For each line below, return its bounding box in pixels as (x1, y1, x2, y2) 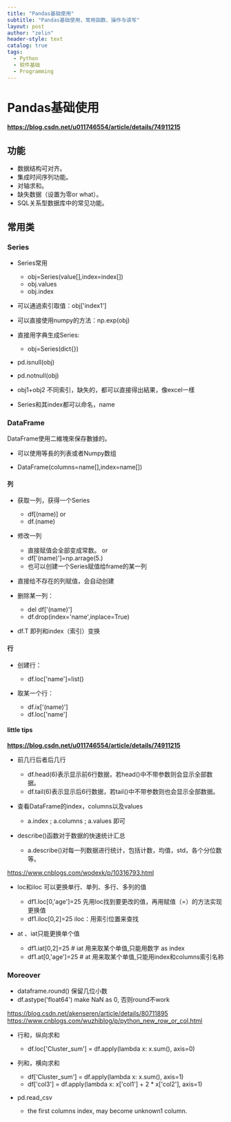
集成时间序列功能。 (17, 173, 72, 182)
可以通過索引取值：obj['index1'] (17, 301, 107, 309)
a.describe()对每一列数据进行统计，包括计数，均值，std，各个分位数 (27, 846, 222, 854)
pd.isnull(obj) (17, 358, 55, 366)
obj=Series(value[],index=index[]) (27, 272, 124, 280)
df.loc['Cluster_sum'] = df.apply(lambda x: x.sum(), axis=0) (27, 1045, 195, 1053)
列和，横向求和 (17, 1059, 60, 1067)
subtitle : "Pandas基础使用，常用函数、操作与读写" (7, 17, 140, 23)
